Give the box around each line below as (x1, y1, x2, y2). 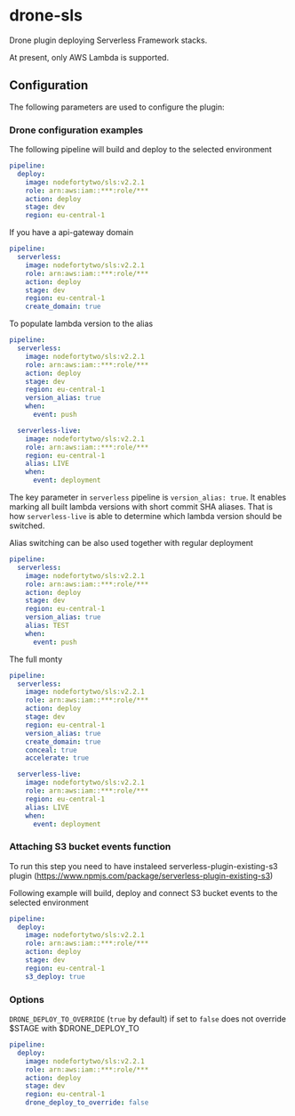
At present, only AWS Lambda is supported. (9, 52, 170, 62)
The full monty (9, 654, 63, 664)
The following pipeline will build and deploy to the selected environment (9, 144, 273, 155)
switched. (9, 520, 45, 531)
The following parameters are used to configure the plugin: (9, 102, 225, 112)
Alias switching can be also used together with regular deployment (9, 538, 253, 549)
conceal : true (25, 745, 77, 754)
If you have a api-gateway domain (9, 227, 134, 238)
